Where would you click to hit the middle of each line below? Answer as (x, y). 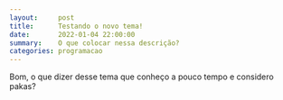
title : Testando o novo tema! (76, 26)
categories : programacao (56, 51)
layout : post (42, 18)
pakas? (23, 86)
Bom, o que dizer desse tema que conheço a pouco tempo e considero (141, 77)
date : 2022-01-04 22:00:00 (72, 34)
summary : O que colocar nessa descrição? (94, 43)
